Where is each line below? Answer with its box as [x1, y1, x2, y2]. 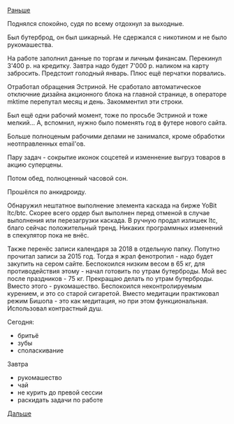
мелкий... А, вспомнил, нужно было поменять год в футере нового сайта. [7, 118, 227, 127]
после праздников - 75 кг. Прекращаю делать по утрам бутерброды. [7, 275, 214, 282]
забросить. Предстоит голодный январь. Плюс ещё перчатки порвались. [7, 69, 226, 77]
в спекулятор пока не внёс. [7, 231, 89, 239]
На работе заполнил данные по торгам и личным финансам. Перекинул [7, 54, 222, 62]
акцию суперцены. [7, 160, 64, 169]
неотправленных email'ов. [7, 139, 86, 148]
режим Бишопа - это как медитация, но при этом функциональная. [7, 297, 208, 305]
